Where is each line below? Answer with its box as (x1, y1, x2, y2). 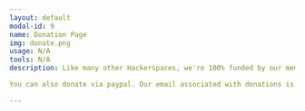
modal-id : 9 (9, 22, 54, 31)
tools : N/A (9, 55, 51, 64)
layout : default (9, 13, 71, 23)
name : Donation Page (9, 30, 88, 39)
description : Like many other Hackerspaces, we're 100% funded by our (9, 64, 282, 73)
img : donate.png (9, 38, 71, 48)
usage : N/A (9, 47, 51, 56)
